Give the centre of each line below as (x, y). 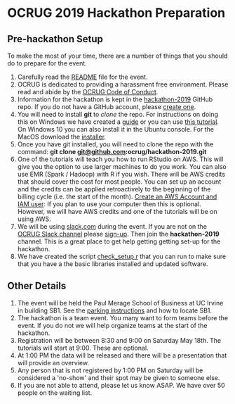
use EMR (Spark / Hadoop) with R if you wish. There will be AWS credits (121, 174)
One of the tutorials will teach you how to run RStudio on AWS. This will (120, 159)
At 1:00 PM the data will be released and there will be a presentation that (122, 355)
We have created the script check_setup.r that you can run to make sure (122, 256)
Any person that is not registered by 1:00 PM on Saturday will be (110, 370)
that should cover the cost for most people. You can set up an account (119, 182)
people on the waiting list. (55, 393)
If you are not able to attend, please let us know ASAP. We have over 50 (121, 385)
